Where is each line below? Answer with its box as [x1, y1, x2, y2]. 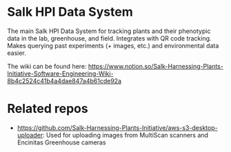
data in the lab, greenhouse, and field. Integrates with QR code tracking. [7, 34, 212, 42]
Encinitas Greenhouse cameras [17, 138, 106, 146]
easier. [7, 49, 26, 57]
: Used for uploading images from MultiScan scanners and [42, 131, 209, 139]
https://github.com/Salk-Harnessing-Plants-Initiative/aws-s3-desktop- [17, 123, 219, 131]
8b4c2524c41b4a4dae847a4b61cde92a [7, 76, 122, 85]
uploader [17, 131, 43, 139]
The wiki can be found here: [7, 62, 88, 70]
